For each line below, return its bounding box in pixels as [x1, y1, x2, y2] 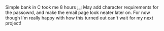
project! [5, 20, 22, 26]
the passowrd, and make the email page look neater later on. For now [5, 9, 150, 15]
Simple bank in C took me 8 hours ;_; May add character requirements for [5, 4, 159, 10]
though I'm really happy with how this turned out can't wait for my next [5, 15, 153, 20]
